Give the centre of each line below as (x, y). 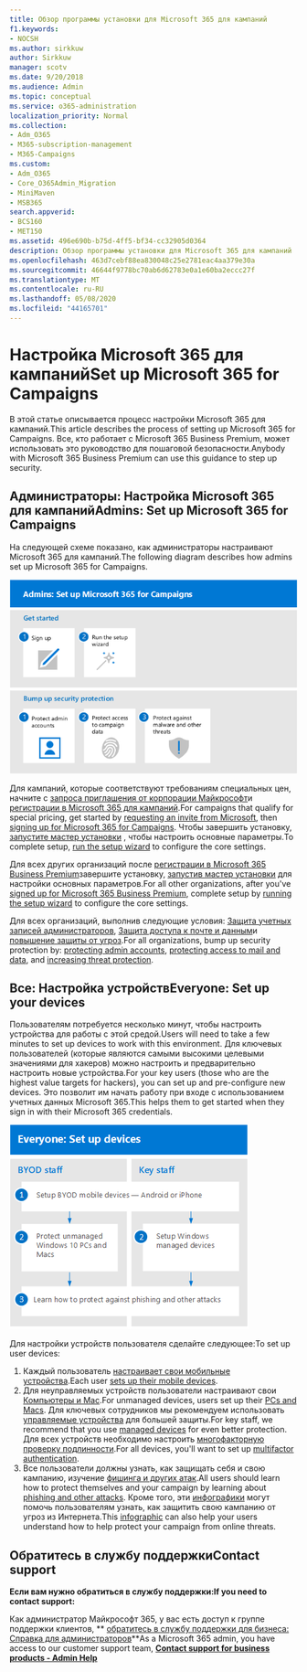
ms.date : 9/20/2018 (47, 78)
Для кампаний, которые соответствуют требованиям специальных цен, (150, 788)
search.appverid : (42, 212)
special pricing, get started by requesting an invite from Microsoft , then (143, 817)
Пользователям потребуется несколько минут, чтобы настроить (136, 1025)
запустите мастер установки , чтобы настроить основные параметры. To (152, 836)
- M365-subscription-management (71, 145)
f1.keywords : (34, 29)
